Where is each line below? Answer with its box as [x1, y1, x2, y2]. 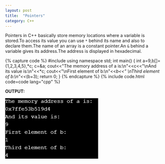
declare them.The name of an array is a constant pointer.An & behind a [5, 43, 149, 49]
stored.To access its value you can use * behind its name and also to [5, 38, 145, 44]
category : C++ [5, 18, 35, 23]
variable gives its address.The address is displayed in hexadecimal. [5, 48, 142, 54]
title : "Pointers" [5, 13, 45, 18]
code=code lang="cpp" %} [5, 79, 61, 85]
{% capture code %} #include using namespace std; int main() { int [5, 58, 142, 64]
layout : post [5, 8, 32, 13]
